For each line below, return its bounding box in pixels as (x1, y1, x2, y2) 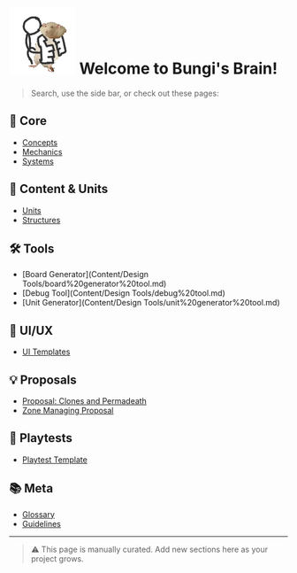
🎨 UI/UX (9, 322, 54, 338)
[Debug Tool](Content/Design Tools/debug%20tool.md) (21, 288, 225, 298)
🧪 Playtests (9, 430, 72, 445)
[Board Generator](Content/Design (21, 269, 148, 280)
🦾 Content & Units (9, 182, 109, 197)
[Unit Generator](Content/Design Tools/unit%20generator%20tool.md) (21, 298, 280, 308)
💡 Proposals (9, 372, 77, 387)
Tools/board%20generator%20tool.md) (21, 278, 167, 290)
